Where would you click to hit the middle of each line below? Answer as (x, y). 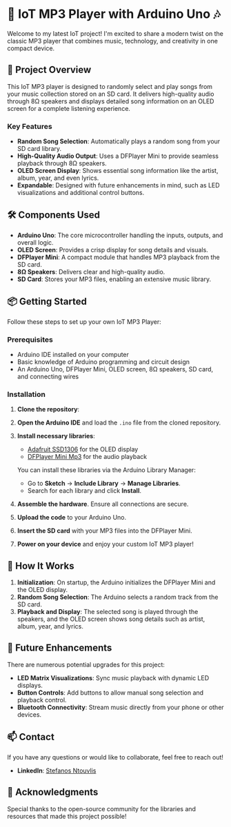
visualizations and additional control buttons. (81, 193)
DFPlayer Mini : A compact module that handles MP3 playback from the (118, 257)
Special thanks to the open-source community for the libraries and (102, 808)
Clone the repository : (48, 409)
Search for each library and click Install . (84, 491)
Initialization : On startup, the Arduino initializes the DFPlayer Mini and (116, 582)
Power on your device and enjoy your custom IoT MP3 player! (106, 544)
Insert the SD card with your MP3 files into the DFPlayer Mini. (104, 531)
